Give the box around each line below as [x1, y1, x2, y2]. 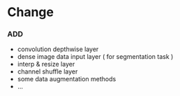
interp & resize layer [17, 60, 75, 69]
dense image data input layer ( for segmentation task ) [17, 53, 174, 61]
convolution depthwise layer [17, 45, 99, 53]
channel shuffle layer [17, 67, 78, 76]
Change [7, 4, 54, 20]
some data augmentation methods [17, 75, 117, 83]
